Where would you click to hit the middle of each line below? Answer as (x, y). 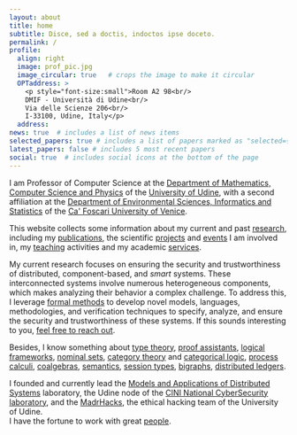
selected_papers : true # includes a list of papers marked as (126, 141)
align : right (41, 58)
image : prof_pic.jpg (55, 67)
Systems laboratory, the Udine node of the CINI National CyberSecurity (139, 392)
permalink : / (33, 42)
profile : (25, 50)
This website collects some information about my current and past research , (148, 228)
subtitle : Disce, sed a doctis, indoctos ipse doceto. (112, 34)
